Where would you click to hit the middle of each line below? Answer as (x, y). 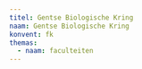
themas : (24, 43)
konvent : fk (31, 34)
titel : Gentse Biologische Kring (71, 17)
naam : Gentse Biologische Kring (69, 26)
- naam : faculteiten (55, 51)
